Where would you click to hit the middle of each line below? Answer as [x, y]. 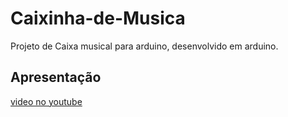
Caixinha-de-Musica [98, 18]
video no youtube [46, 101]
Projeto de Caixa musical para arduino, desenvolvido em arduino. [144, 46]
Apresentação [56, 77]
